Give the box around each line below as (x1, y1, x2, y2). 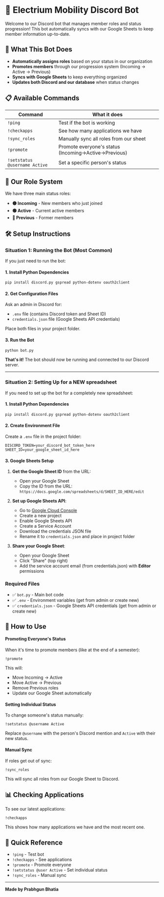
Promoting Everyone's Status (5, 636, 66, 642)
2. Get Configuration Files (5, 290, 59, 296)
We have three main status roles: (5, 191, 71, 197)
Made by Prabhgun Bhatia (5, 886, 59, 892)
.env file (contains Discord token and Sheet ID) (12, 311, 106, 317)
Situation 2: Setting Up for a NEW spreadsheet (5, 379, 117, 385)
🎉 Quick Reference (5, 838, 63, 846)
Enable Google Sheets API (19, 518, 72, 524)
